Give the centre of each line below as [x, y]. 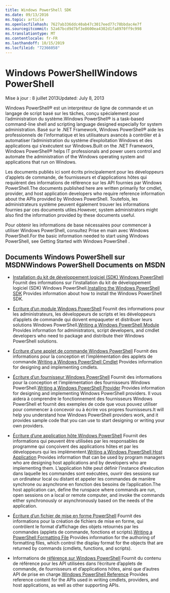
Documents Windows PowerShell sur [65, 257]
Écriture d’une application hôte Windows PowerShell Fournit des [80, 436]
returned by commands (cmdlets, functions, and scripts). [72, 548]
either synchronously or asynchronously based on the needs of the [83, 501]
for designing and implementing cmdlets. [55, 368]
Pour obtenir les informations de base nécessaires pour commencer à [78, 225]
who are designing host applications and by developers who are [79, 463]
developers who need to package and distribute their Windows [78, 336]
